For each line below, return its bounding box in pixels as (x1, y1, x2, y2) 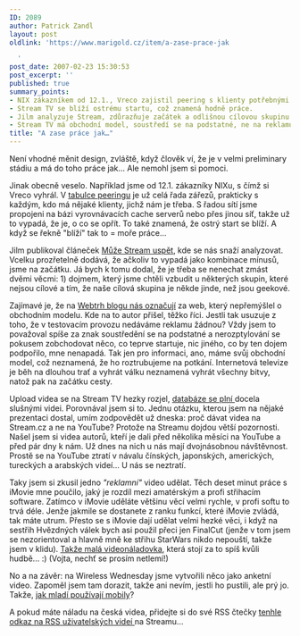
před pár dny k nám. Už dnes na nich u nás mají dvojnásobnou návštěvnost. (9, 441, 288, 451)
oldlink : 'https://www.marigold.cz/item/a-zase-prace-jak (9, 38, 229, 47)
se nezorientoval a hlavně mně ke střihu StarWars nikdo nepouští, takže (9, 534, 272, 545)
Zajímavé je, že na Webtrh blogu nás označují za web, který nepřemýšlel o (9, 300, 282, 311)
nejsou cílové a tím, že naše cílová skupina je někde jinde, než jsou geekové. (9, 283, 290, 293)
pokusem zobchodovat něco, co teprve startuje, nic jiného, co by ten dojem (9, 339, 287, 348)
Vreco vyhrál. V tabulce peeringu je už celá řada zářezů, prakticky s (9, 189, 259, 200)
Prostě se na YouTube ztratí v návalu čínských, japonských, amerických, (9, 450, 275, 461)
